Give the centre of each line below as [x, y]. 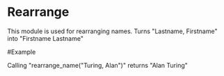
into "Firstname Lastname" [45, 38]
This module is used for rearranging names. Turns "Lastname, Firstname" [112, 31]
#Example [22, 52]
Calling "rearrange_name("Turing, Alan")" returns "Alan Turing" [97, 65]
